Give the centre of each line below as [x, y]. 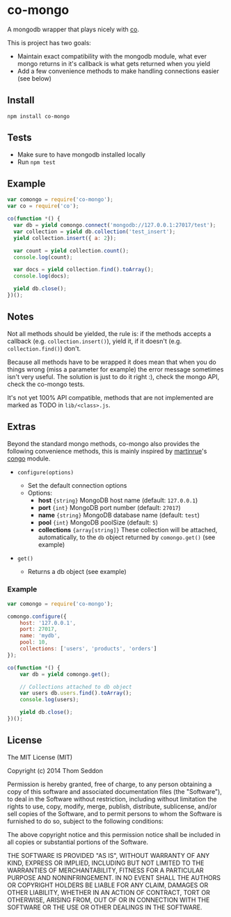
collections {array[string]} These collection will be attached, [128, 529]
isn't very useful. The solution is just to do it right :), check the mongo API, [113, 376]
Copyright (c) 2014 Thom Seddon [55, 770]
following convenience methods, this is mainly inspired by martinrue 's [107, 451]
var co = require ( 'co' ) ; [43, 206]
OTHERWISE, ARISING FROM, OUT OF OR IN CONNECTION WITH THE [109, 900]
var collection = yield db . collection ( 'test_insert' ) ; [95, 232]
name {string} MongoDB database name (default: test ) [119, 515]
